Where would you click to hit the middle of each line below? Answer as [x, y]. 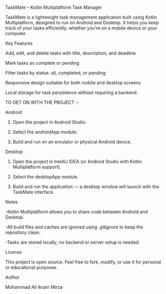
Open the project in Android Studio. [50, 122]
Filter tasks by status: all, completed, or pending [56, 73]
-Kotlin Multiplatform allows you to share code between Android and [77, 212]
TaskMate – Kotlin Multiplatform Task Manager [54, 7]
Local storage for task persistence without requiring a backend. [72, 93]
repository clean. [23, 232]
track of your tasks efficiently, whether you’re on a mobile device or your [81, 28]
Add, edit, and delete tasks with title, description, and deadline [71, 53]
